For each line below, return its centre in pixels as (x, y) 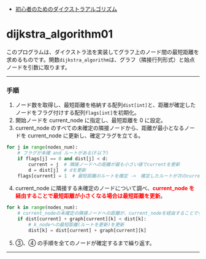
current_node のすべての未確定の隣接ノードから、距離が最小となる (100, 128)
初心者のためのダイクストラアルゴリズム (66, 9)
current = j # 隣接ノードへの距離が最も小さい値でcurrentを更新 (104, 164)
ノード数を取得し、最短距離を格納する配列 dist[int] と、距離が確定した (105, 105)
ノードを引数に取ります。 (38, 67)
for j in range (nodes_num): (42, 147)
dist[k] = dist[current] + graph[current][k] (88, 230)
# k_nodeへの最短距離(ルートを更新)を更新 (76, 225)
